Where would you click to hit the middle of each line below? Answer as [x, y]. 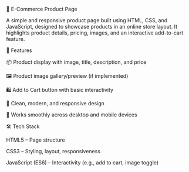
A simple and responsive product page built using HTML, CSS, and [87, 20]
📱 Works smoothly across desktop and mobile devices [72, 115]
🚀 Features [19, 50]
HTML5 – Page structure [36, 140]
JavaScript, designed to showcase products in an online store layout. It [92, 27]
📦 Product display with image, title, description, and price [76, 62]
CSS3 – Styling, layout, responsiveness [53, 151]
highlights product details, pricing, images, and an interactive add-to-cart [95, 33]
